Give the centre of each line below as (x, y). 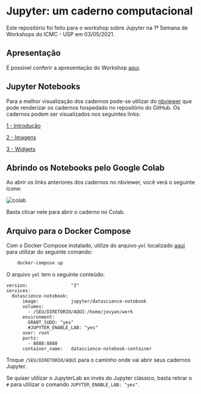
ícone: (14, 189)
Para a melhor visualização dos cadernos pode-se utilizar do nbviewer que (99, 101)
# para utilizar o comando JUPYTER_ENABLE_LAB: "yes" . (73, 384)
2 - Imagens (21, 137)
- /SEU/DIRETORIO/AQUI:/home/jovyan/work (81, 312)
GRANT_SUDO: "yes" (51, 323)
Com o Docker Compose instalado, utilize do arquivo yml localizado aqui (96, 246)
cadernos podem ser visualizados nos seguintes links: (73, 114)
